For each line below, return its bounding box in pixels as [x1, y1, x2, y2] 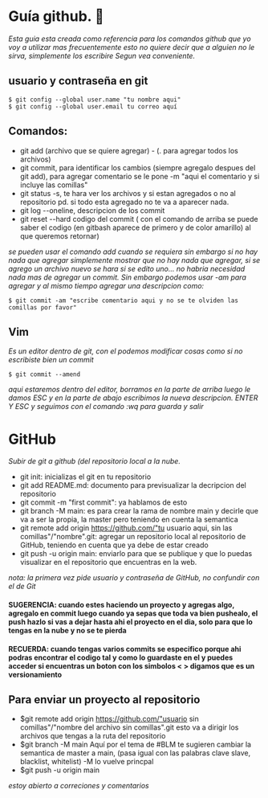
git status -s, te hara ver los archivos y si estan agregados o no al [19, 188, 237, 198]
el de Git [8, 582, 36, 591]
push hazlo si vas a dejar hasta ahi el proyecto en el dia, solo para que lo [8, 616, 253, 626]
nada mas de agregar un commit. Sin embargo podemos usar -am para [8, 272, 246, 282]
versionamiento [8, 669, 63, 679]
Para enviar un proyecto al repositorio [8, 693, 201, 706]
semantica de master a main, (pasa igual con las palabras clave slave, [19, 748, 251, 758]
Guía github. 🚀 [8, 7, 104, 26]
